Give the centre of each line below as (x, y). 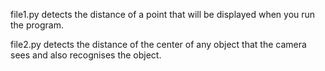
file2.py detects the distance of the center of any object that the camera (158, 44)
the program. (37, 25)
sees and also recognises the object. (86, 55)
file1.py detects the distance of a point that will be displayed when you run (163, 14)
